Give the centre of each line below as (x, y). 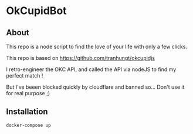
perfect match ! (25, 76)
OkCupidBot (36, 11)
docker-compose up (28, 125)
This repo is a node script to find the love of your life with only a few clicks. (97, 46)
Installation (27, 112)
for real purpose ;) (28, 93)
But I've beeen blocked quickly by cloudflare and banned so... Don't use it (95, 87)
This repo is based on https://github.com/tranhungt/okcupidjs (81, 58)
